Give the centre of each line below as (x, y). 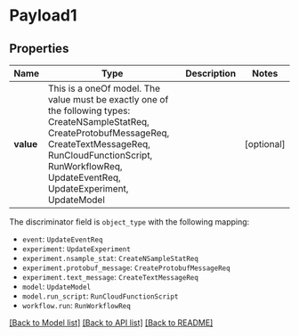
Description (211, 74)
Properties (39, 49)
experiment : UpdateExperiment (76, 249)
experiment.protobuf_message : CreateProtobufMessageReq (126, 267)
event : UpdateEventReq (62, 239)
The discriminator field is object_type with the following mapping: (129, 222)
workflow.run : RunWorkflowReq (76, 305)
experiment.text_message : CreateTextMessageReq (110, 277)
